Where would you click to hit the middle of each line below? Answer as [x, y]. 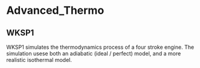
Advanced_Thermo [55, 11]
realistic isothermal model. [39, 60]
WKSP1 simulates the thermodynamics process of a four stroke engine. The [100, 47]
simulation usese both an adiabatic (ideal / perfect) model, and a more [94, 54]
